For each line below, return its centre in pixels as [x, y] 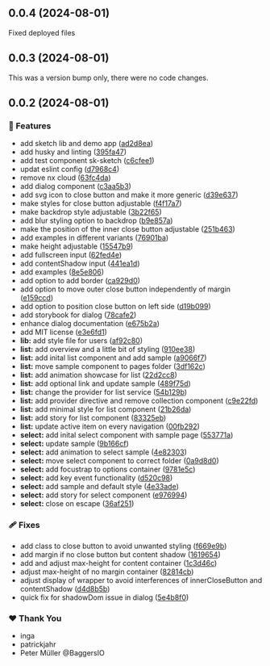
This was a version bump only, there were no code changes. [108, 77]
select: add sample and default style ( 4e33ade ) [100, 487]
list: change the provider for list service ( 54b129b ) [104, 392]
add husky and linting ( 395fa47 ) [73, 152]
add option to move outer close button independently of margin [125, 289]
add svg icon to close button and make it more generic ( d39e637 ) [129, 195]
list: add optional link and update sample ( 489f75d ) [105, 383]
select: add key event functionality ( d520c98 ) [96, 478]
